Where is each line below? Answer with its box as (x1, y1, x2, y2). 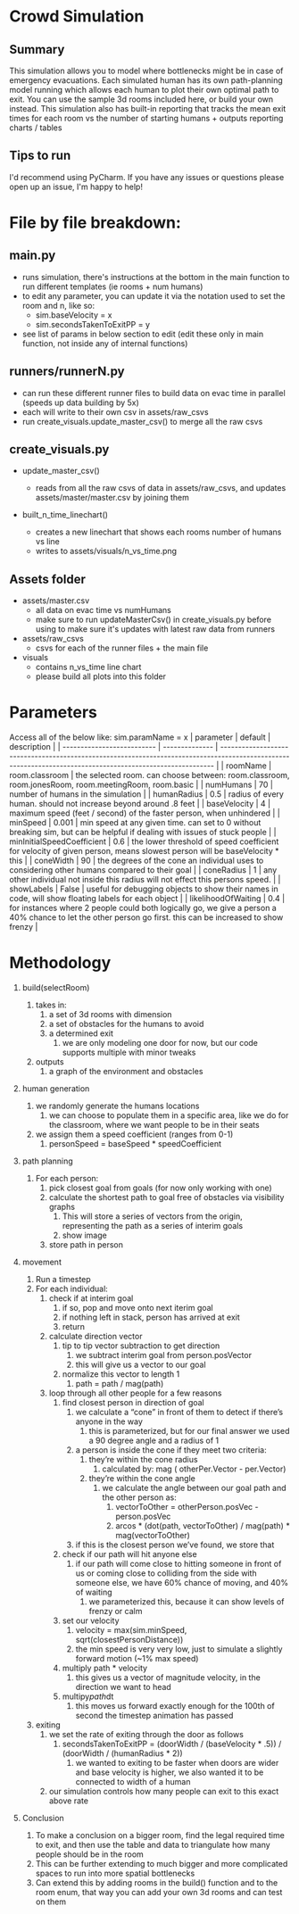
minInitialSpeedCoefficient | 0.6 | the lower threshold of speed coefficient (9, 836, 279, 847)
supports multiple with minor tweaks (62, 1047, 196, 1058)
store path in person (48, 1239, 123, 1250)
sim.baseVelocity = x (35, 310, 112, 320)
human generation (21, 1083, 90, 1094)
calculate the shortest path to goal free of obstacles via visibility (48, 1192, 285, 1203)
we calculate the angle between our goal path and (102, 1483, 287, 1494)
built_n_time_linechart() (21, 510, 109, 520)
